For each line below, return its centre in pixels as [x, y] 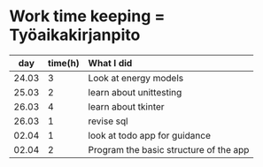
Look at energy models [136, 78]
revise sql [108, 121]
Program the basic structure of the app [169, 149]
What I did [110, 63]
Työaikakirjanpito [75, 35]
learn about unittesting [135, 92]
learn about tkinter [127, 106]
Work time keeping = [87, 16]
